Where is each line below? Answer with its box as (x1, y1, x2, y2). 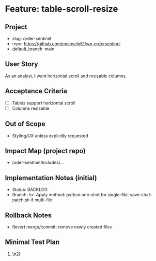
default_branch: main (12, 46, 55, 52)
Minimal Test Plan (5, 238, 60, 246)
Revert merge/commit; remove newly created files (12, 224, 112, 229)
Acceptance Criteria (5, 87, 67, 95)
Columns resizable (12, 105, 49, 111)
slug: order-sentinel (12, 35, 52, 41)
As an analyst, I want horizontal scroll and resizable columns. (5, 73, 127, 79)
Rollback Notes (5, 211, 52, 219)
